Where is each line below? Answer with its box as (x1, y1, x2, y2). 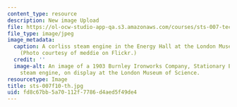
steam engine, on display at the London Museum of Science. (20, 69, 200, 76)
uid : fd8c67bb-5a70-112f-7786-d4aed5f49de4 (7, 89, 138, 96)
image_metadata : (7, 37, 55, 44)
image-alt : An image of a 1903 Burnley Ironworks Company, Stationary (13, 63, 226, 70)
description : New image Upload (7, 17, 99, 24)
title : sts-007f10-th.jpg (7, 82, 83, 89)
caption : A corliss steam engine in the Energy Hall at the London (13, 43, 217, 50)
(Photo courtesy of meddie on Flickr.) (20, 50, 138, 57)
